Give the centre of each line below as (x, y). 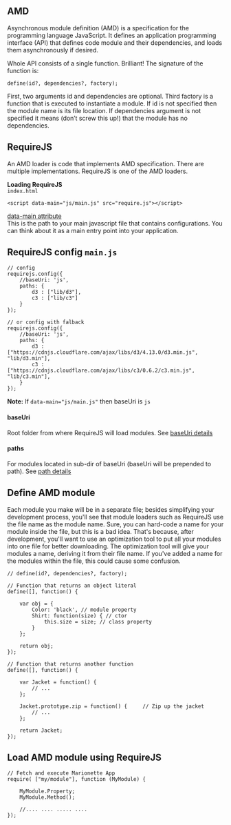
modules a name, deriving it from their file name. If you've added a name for (115, 553)
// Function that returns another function (70, 664)
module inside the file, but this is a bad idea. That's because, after (101, 531)
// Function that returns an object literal (72, 586)
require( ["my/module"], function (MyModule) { (77, 779)
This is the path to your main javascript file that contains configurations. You (115, 223)
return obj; (36, 646)
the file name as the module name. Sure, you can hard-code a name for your (115, 524)
